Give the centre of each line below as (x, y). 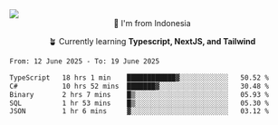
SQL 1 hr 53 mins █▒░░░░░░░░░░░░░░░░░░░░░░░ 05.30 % (139, 103)
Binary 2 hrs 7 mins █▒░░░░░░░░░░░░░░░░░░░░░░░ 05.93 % (139, 94)
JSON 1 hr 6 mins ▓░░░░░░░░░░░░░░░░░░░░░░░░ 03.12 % (139, 111)
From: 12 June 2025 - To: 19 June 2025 (85, 62)
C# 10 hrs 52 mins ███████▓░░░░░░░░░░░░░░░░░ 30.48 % (139, 86)
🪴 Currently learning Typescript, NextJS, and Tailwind (152, 41)
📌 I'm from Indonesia (152, 23)
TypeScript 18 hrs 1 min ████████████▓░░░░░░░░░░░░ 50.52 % (139, 77)
